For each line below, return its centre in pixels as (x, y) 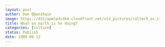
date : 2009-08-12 (23, 37)
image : (12, 19)
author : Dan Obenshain (28, 14)
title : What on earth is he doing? (41, 23)
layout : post (18, 10)
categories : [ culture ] (28, 28)
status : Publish (22, 32)
